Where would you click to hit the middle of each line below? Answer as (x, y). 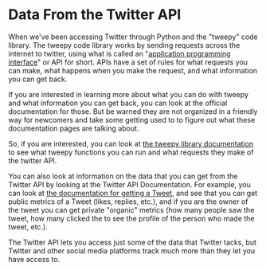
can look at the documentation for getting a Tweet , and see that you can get (133, 193)
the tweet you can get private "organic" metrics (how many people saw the (131, 209)
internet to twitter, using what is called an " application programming (119, 53)
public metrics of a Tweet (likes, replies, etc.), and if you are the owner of (128, 202)
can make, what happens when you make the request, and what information (133, 70)
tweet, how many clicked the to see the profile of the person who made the (131, 218)
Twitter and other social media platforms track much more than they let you (132, 250)
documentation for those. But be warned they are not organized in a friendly (133, 111)
